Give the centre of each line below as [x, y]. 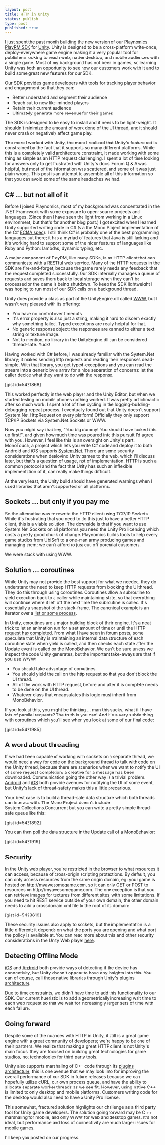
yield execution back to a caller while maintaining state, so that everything [80, 597]
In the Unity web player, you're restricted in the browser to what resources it [82, 869]
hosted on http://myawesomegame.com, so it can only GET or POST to [77, 885]
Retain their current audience [41, 108]
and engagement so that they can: [40, 88]
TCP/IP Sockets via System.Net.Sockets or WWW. [56, 420]
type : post [16, 23]
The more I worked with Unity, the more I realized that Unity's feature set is [81, 143]
